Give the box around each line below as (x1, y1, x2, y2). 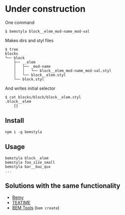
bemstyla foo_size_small (5, 160, 55, 165)
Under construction (5, 3, 86, 15)
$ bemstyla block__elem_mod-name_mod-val (5, 29, 90, 34)
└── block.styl (14, 77, 45, 81)
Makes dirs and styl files (5, 38, 54, 43)
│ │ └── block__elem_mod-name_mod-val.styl (14, 68, 111, 73)
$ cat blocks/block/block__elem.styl (5, 95, 81, 99)
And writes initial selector (5, 85, 56, 91)
